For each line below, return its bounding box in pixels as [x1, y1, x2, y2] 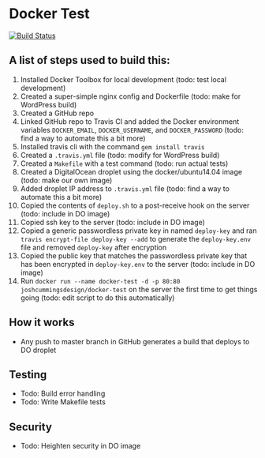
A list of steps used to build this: [9, 54, 170, 67]
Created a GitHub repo [20, 108, 94, 118]
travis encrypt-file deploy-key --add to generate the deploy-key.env [20, 234, 252, 243]
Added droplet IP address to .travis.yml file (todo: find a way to [20, 183, 230, 193]
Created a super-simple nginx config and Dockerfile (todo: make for [20, 92, 241, 101]
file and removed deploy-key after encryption [20, 242, 167, 252]
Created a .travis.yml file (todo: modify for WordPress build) [20, 150, 220, 160]
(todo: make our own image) [20, 175, 113, 185]
